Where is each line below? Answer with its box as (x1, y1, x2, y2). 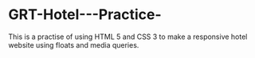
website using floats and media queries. (8, 40, 139, 49)
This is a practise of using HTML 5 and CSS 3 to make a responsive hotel (8, 32, 248, 41)
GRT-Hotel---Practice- (8, 6, 162, 24)
